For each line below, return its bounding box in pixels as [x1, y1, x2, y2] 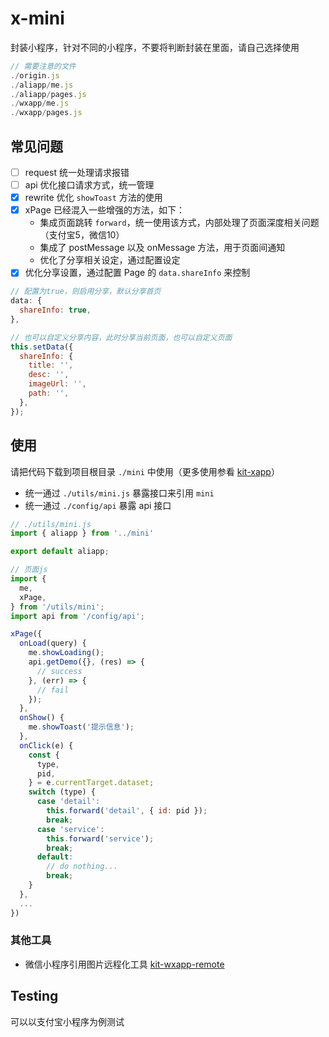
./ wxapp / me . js [10, 98, 70, 109]
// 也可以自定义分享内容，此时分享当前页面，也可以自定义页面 [10, 332, 233, 342]
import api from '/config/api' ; [10, 611, 145, 621]
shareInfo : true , [19, 305, 92, 316]
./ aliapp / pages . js [10, 89, 87, 99]
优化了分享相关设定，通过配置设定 [39, 254, 181, 266]
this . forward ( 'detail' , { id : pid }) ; [46, 806, 208, 816]
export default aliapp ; [10, 547, 110, 557]
